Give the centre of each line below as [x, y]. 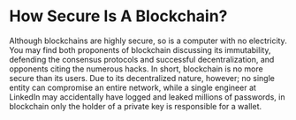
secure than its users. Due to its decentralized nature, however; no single [142, 78]
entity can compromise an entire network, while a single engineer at [133, 87]
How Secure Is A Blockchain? [118, 16]
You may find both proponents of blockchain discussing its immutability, [140, 49]
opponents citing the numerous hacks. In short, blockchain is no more [136, 69]
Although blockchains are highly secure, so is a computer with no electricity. [148, 41]
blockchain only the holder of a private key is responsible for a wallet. [136, 106]
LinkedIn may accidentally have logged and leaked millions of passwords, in [147, 97]
